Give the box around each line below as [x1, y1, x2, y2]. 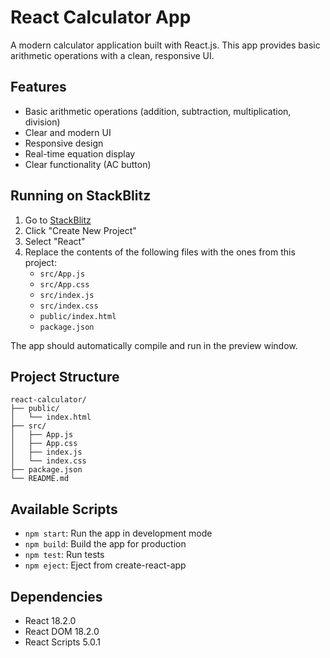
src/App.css [39, 279, 90, 290]
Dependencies [10, 588, 103, 605]
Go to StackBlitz [24, 214, 92, 226]
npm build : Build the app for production [24, 538, 187, 550]
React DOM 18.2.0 [24, 626, 100, 637]
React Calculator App [10, 6, 192, 29]
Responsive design [24, 137, 104, 149]
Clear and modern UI [24, 126, 112, 138]
